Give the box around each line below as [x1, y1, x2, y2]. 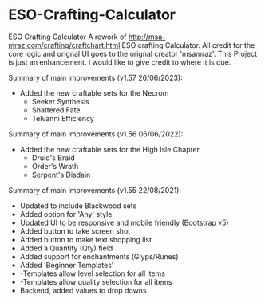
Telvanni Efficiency [31, 113, 94, 123]
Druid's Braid [31, 153, 75, 163]
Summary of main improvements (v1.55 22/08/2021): [8, 185, 182, 195]
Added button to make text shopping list [19, 234, 152, 244]
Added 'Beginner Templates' [19, 260, 114, 270]
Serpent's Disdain [31, 170, 91, 179]
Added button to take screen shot [19, 226, 131, 236]
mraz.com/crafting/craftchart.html [8, 40, 121, 49]
